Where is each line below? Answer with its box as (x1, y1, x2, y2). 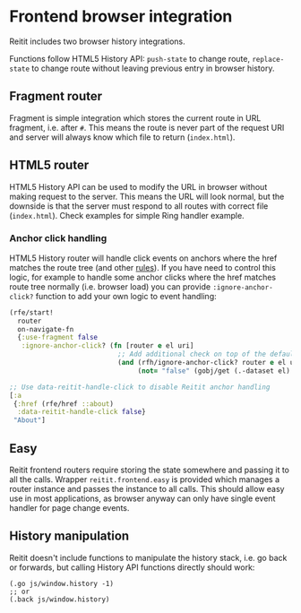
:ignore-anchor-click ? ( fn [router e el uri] (21, 341, 194, 350)
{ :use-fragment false (17, 333, 99, 342)
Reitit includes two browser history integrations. (9, 36, 185, 47)
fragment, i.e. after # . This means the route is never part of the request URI (9, 122, 285, 133)
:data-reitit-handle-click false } (17, 408, 146, 417)
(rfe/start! (9, 307, 54, 317)
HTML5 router (9, 158, 90, 173)
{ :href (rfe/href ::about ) (13, 399, 115, 409)
